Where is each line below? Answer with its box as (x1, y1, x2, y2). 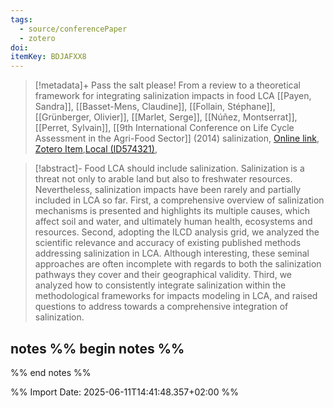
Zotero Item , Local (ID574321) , (34, 143, 158, 155)
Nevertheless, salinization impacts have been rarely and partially (34, 184, 302, 196)
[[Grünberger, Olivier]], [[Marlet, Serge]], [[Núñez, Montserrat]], (34, 111, 298, 123)
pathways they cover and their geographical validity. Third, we (34, 269, 292, 281)
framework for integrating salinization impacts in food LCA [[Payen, (34, 90, 312, 102)
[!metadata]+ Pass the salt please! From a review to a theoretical (34, 79, 301, 91)
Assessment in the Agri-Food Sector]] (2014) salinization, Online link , (34, 132, 320, 145)
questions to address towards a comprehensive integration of (34, 301, 289, 313)
